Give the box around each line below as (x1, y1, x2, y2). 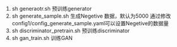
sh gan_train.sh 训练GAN (11, 35, 73, 41)
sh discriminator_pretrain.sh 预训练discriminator (11, 27, 130, 34)
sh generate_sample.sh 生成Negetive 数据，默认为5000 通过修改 (11, 12, 171, 19)
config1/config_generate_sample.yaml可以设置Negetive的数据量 (11, 20, 169, 26)
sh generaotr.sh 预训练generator (11, 5, 92, 12)
